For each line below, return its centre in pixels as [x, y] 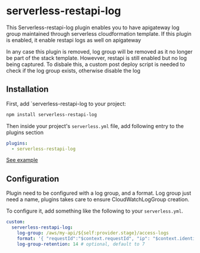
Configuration [33, 179]
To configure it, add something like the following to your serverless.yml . [95, 211]
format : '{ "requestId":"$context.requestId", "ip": [84, 238]
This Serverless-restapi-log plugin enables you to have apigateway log [93, 27]
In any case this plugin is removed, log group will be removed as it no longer [99, 51]
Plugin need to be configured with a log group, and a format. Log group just [99, 193]
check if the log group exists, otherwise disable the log [74, 70]
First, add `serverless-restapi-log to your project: [66, 104]
